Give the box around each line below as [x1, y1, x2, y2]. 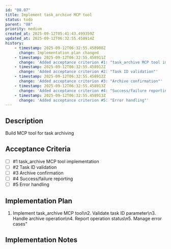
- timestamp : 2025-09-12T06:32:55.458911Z [14, 55, 106, 60]
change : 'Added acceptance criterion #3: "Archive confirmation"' [18, 79, 163, 84]
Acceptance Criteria [5, 145, 71, 154]
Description [5, 116, 43, 125]
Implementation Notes [5, 236, 78, 244]
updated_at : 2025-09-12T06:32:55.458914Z [5, 36, 95, 41]
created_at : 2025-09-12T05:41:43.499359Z [5, 31, 95, 36]
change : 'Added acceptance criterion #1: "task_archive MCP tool [18, 60, 160, 65]
